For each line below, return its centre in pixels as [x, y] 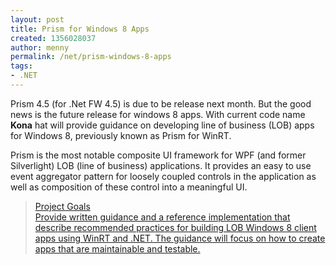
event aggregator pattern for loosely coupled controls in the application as [163, 176]
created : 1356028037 [53, 38]
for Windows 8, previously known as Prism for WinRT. [121, 135]
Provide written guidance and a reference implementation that [162, 217]
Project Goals [62, 206]
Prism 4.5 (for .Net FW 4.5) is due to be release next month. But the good [161, 103]
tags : [21, 66]
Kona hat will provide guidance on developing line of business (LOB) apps [162, 125]
